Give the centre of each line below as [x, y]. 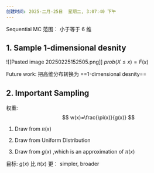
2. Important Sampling [48, 93]
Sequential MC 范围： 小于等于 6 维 [49, 29]
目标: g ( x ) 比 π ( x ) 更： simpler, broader [53, 164]
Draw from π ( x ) [33, 129]
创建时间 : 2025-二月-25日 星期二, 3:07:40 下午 [61, 11]
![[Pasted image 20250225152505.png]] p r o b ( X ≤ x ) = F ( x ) [77, 62]
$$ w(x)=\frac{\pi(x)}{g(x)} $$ [98, 118]
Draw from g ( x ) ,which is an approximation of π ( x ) [75, 152]
